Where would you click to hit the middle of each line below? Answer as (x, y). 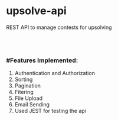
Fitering (24, 92)
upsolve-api (36, 11)
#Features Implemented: (42, 60)
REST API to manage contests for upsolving (59, 27)
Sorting (24, 80)
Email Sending (32, 105)
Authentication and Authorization (55, 73)
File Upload (29, 98)
